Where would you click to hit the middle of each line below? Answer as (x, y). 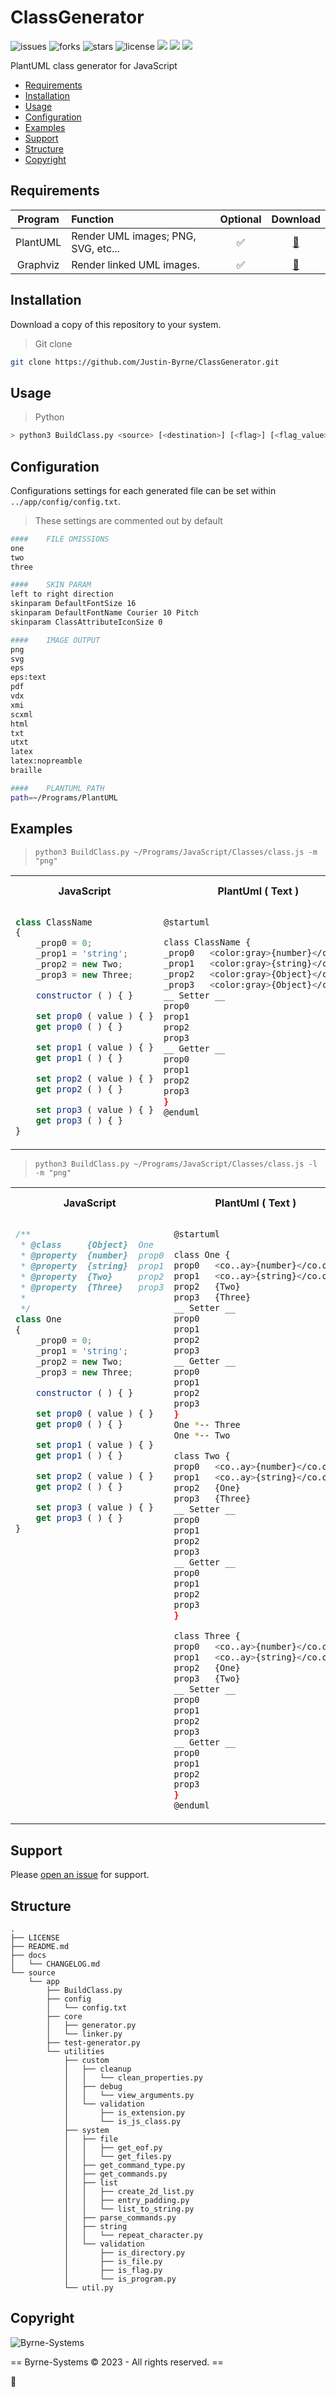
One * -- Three (207, 1424)
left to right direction (62, 594)
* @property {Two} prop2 (92, 1277)
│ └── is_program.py (120, 2279)
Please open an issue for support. (80, 1875)
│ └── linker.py (84, 2034)
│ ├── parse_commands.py (120, 2218)
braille (26, 771)
